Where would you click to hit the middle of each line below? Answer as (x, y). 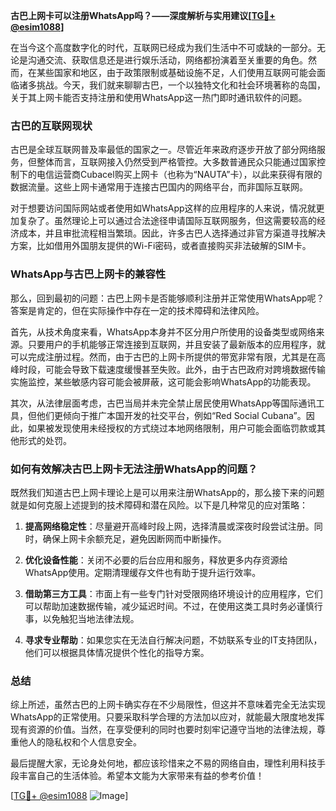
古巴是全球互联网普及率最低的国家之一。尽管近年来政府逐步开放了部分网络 (163, 150)
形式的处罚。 (45, 440)
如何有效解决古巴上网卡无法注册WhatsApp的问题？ (134, 469)
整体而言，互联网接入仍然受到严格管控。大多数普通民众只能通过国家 (176, 162)
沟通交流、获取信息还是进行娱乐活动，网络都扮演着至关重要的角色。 (167, 60)
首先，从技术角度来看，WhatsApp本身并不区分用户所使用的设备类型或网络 (163, 331)
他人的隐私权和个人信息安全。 (80, 742)
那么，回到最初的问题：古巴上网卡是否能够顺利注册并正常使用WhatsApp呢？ (167, 298)
